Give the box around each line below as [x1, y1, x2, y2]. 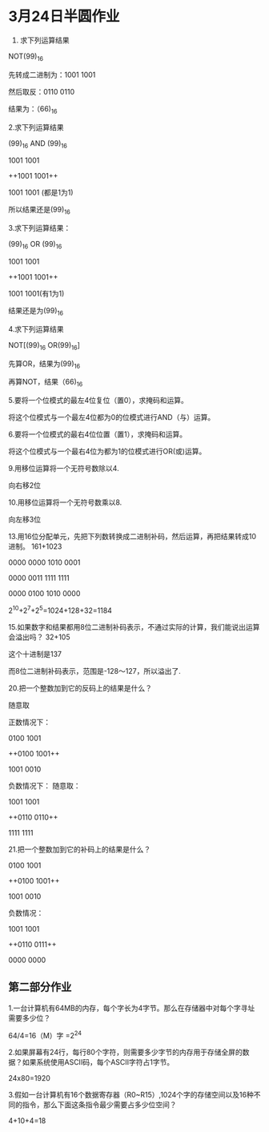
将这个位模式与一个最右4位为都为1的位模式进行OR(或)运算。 [8, 446, 207, 457]
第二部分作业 [8, 981, 72, 994]
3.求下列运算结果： [8, 224, 71, 233]
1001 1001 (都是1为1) [8, 187, 74, 197]
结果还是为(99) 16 [8, 305, 64, 317]
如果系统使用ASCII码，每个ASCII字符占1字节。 [22, 1057, 175, 1067]
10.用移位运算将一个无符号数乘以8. [8, 498, 122, 507]
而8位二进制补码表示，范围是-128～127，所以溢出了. [8, 666, 182, 675]
